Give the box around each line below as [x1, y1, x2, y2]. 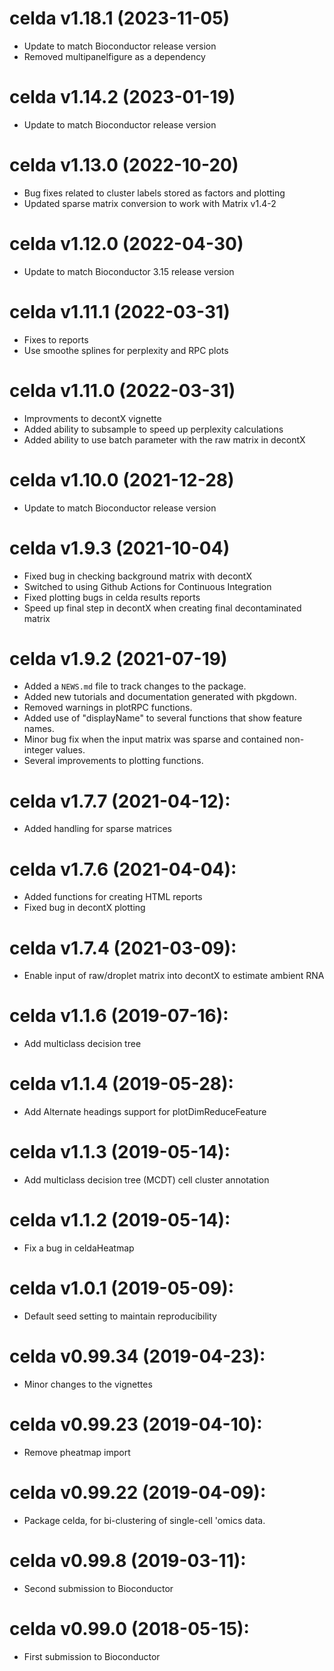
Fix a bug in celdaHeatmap [23, 1242, 135, 1254]
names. [23, 723, 55, 735]
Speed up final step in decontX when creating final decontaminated [23, 602, 302, 614]
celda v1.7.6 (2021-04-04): [9, 858, 237, 881]
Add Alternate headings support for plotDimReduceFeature [23, 1106, 267, 1118]
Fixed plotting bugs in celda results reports [23, 591, 201, 603]
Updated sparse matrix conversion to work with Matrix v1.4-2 [23, 197, 277, 209]
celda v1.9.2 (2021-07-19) [9, 647, 228, 670]
